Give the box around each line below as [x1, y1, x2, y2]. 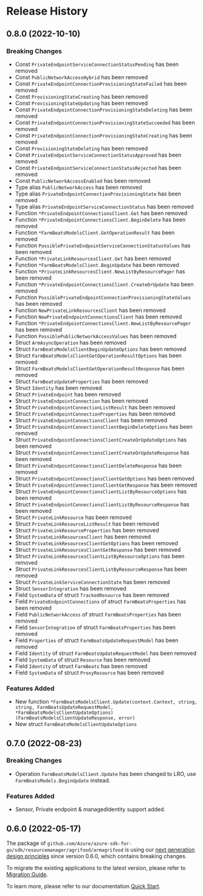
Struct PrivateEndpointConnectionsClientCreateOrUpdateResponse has [15, 449, 190, 456]
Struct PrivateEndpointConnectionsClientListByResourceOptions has [15, 487, 187, 495]
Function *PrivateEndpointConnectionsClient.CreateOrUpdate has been [15, 280, 194, 287]
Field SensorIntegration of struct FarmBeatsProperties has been [15, 623, 176, 631]
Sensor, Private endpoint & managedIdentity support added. [15, 806, 166, 813]
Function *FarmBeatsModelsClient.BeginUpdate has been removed [15, 261, 179, 269]
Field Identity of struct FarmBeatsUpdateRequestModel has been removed [15, 649, 197, 657]
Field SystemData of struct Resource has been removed [15, 656, 151, 663]
